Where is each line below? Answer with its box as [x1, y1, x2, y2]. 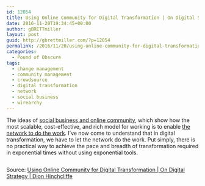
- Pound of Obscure [12, 54, 62, 60]
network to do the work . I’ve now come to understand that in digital [6, 129, 175, 137]
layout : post [6, 32, 40, 38]
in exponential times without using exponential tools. [6, 149, 138, 156]
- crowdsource [12, 77, 48, 83]
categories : [6, 49, 37, 55]
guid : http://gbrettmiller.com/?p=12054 [6, 37, 111, 43]
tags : [6, 60, 20, 66]
